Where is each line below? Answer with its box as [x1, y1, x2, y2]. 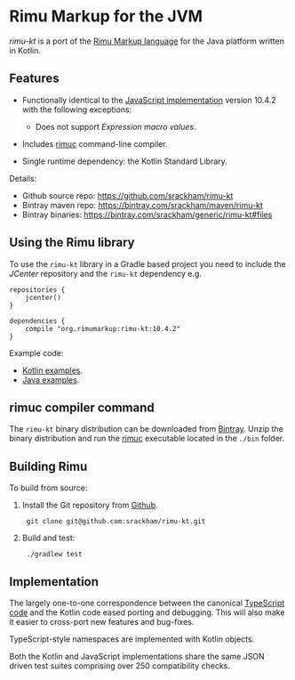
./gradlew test [26, 550, 83, 559]
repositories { [9, 285, 66, 295]
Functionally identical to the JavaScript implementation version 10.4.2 [21, 94, 277, 105]
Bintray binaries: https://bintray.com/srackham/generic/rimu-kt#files [21, 209, 273, 220]
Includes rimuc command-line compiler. [21, 138, 168, 149]
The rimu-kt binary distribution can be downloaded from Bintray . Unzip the [9, 424, 284, 434]
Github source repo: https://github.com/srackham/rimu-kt [21, 190, 234, 201]
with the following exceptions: [21, 104, 132, 115]
